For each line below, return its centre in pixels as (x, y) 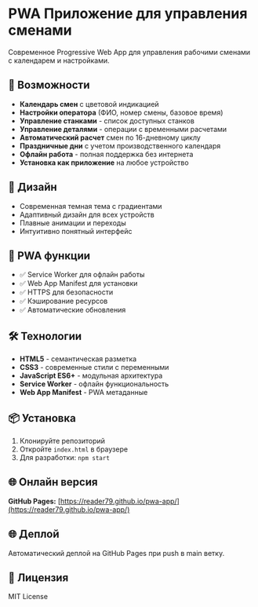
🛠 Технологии (45, 336)
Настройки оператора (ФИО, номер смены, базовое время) (121, 112)
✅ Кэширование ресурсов (64, 301)
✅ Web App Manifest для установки (78, 283)
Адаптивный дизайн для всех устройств (87, 214)
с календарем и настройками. (59, 60)
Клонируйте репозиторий (62, 441)
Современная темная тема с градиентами (91, 206)
